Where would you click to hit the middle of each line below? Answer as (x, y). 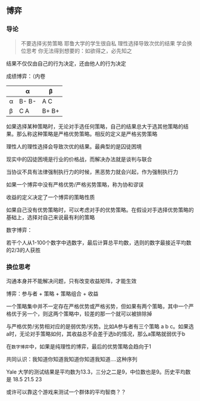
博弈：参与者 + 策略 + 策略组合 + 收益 (52, 293)
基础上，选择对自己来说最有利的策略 (51, 217)
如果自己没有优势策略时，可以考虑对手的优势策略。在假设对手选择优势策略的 (100, 210)
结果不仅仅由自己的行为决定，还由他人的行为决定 (66, 63)
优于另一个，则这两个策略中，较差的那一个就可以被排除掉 (82, 313)
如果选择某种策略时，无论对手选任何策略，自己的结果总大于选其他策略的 (95, 126)
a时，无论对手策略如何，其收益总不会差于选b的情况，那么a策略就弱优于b (96, 334)
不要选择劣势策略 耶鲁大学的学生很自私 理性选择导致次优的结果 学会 (104, 43)
